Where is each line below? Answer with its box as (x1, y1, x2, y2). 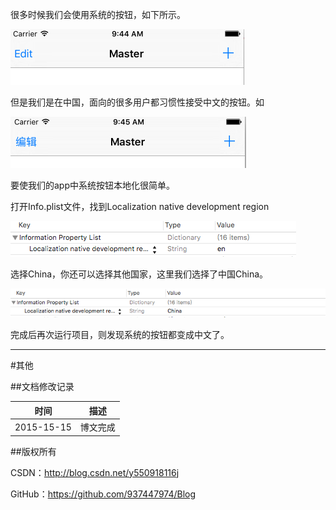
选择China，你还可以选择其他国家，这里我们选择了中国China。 (10, 268, 269, 280)
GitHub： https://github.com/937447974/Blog (10, 488, 197, 500)
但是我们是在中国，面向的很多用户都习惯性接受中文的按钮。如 (10, 96, 265, 108)
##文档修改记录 (10, 381, 75, 393)
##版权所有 (10, 445, 57, 457)
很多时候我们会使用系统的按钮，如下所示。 (10, 9, 186, 20)
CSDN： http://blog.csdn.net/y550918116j (10, 466, 180, 478)
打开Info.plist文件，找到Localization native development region (10, 201, 270, 212)
